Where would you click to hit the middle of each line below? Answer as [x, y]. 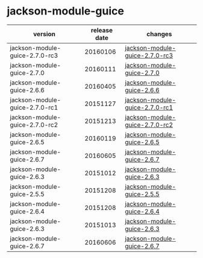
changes [159, 34]
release [102, 30]
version [45, 34]
